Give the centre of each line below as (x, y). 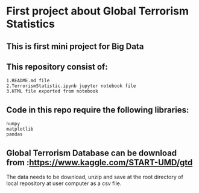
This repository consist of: (57, 67)
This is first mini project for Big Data (75, 46)
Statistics (31, 24)
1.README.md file (28, 81)
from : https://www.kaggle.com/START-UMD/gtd (99, 162)
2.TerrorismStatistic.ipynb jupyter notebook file (71, 86)
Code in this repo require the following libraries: (98, 110)
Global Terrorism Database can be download (92, 153)
